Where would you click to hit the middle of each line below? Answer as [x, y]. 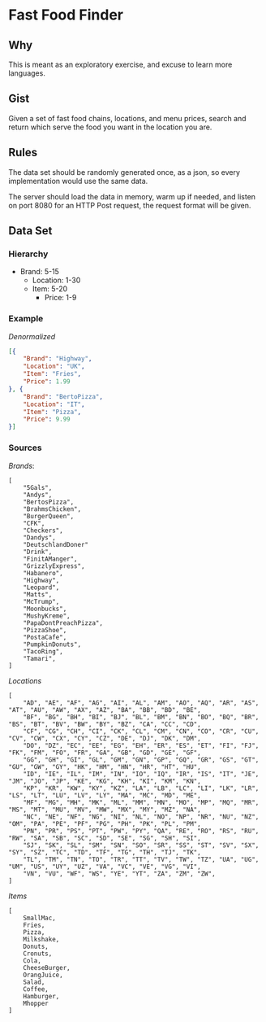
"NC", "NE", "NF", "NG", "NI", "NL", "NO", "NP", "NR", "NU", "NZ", [141, 817]
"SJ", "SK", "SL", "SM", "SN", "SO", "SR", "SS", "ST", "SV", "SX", [141, 845]
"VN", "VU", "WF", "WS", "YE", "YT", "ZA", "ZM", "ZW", [120, 874]
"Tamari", [40, 658]
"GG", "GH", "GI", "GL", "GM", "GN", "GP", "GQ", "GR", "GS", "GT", [141, 760]
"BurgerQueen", [49, 516]
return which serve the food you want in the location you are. [110, 127]
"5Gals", [38, 487]
